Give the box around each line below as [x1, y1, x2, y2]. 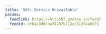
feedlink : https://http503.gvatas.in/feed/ [9, 16, 101, 21]
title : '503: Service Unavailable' [5, 7, 79, 12]
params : [5, 12, 21, 17]
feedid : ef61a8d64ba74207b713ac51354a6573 [9, 21, 99, 26]
